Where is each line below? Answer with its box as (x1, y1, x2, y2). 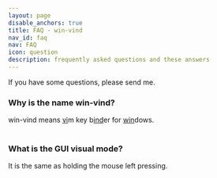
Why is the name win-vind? (8, 97, 116, 108)
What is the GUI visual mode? (8, 143, 124, 154)
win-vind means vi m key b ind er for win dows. (8, 116, 155, 125)
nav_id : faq (8, 33, 47, 42)
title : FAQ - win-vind (8, 26, 83, 34)
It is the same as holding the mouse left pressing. (8, 161, 168, 171)
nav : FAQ (8, 41, 37, 49)
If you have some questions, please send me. (8, 77, 155, 87)
